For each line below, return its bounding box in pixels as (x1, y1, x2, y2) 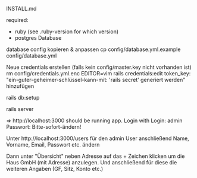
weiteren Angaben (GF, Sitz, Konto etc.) (6, 166, 104, 172)
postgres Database (14, 34, 62, 41)
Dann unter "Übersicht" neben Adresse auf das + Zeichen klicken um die (6, 152, 185, 160)
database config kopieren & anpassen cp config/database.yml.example (6, 46, 181, 53)
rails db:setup (6, 94, 40, 101)
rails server (6, 106, 34, 112)
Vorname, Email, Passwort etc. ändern (6, 141, 100, 148)
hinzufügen (6, 82, 35, 90)
